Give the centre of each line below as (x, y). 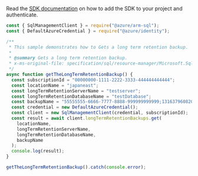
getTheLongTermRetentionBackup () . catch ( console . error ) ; (76, 167)
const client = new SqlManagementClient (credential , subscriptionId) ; (100, 113)
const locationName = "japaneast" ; (55, 85)
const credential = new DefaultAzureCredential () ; (75, 107)
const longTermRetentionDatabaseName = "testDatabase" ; (81, 97)
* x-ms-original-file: (37, 64)
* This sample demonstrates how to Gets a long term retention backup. (98, 47)
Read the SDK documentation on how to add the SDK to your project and (94, 9)
